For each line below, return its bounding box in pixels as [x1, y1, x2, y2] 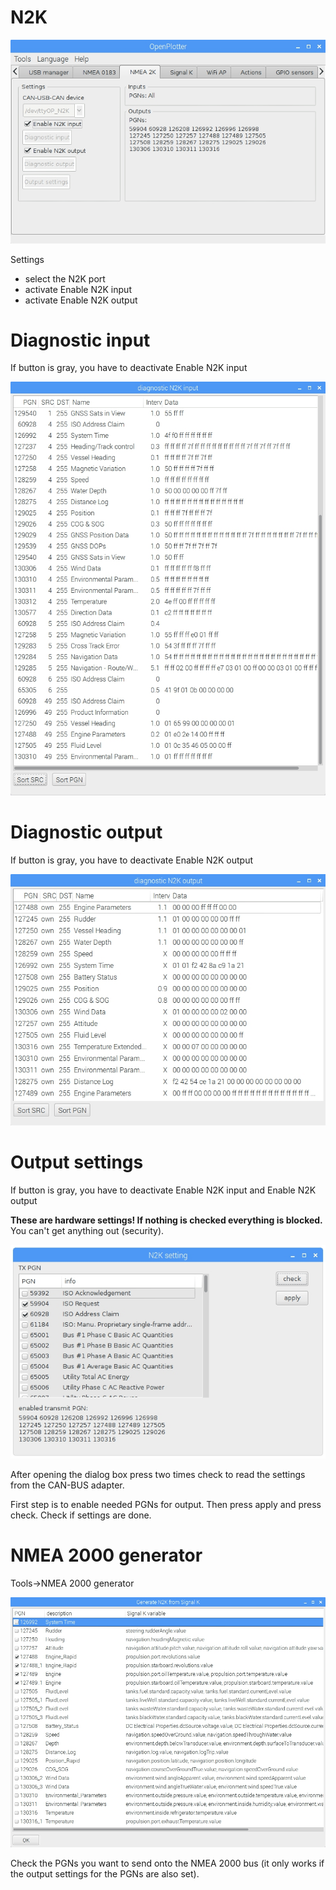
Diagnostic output [10, 821, 163, 843]
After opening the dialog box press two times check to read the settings [10, 1469, 306, 1481]
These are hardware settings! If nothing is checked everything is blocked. [10, 1214, 323, 1226]
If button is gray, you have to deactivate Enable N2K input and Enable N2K [10, 1184, 317, 1196]
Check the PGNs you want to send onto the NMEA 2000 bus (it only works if [10, 1857, 325, 1870]
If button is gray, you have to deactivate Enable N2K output [10, 854, 254, 866]
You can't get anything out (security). [10, 1225, 165, 1237]
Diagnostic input [10, 329, 151, 351]
